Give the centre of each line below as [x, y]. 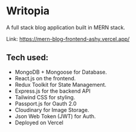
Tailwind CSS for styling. [45, 97]
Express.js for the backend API [52, 91]
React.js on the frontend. [45, 78]
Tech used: [27, 58]
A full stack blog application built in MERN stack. [66, 27]
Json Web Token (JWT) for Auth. [55, 116]
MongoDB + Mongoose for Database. [61, 72]
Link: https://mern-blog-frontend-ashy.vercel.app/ [68, 39]
